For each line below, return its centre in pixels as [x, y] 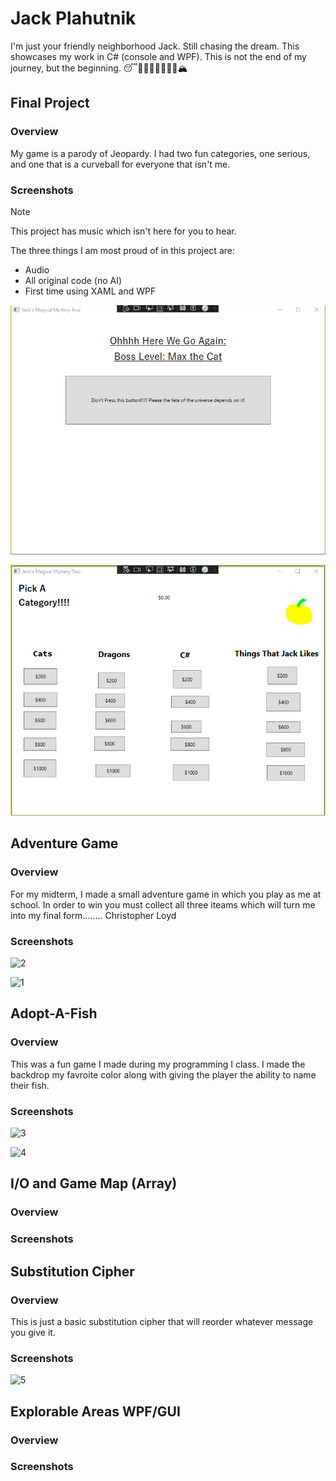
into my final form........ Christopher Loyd [93, 915]
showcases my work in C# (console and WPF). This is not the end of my [158, 56]
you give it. [33, 1332]
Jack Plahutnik [73, 18]
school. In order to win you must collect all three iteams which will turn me [163, 904]
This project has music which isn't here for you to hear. [123, 231]
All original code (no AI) [73, 280]
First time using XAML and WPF [90, 291]
